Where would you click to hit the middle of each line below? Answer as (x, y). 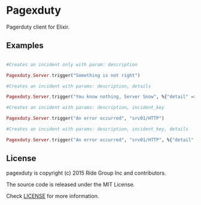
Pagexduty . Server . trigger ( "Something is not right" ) (73, 75)
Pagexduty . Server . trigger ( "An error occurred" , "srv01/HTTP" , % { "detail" (100, 140)
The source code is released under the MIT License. (71, 184)
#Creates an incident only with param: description (72, 64)
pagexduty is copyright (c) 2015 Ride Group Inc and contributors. (86, 173)
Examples (25, 46)
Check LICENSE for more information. (53, 196)
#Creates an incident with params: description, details (79, 86)
